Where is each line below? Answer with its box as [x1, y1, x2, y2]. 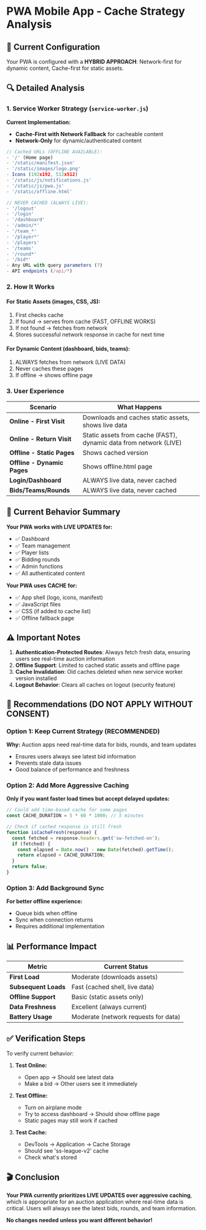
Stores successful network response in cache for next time [15, 331, 165, 338]
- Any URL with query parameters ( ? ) [6, 262, 103, 269]
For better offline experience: [6, 898, 83, 905]
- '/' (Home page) [6, 155, 53, 161]
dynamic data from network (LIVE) [82, 438, 182, 447]
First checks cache [15, 311, 64, 319]
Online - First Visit [9, 417, 66, 426]
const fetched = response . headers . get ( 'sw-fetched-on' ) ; [12, 835, 161, 841]
